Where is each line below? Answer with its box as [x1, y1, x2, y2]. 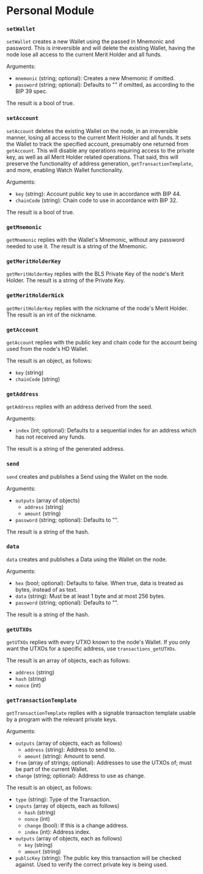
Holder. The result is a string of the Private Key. [6, 277, 125, 284]
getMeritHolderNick [6, 292, 64, 299]
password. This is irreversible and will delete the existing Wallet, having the [6, 44, 196, 52]
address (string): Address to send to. [24, 746, 116, 753]
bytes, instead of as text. [15, 586, 78, 593]
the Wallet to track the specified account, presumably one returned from [6, 140, 189, 148]
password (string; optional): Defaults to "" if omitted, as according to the [15, 81, 194, 89]
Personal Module [6, 4, 95, 18]
